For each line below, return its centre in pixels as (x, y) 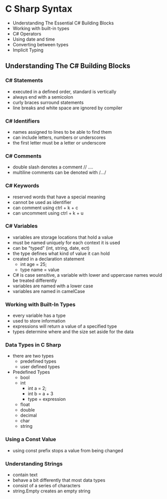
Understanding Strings (34, 463)
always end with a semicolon (43, 97)
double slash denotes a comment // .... (53, 167)
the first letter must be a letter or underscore (59, 142)
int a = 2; (37, 388)
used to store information (39, 321)
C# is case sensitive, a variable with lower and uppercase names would (87, 275)
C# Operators (27, 34)
